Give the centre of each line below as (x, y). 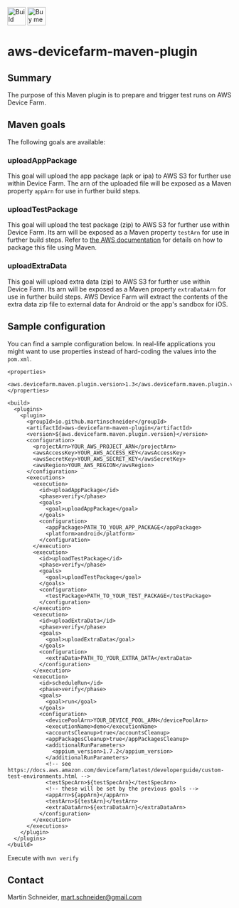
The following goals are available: (56, 141)
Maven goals (37, 125)
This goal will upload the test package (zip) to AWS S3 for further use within (118, 225)
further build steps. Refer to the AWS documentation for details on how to (115, 240)
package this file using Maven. (52, 247)
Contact (26, 880)
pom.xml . (20, 358)
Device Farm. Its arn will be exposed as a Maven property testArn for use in (118, 233)
